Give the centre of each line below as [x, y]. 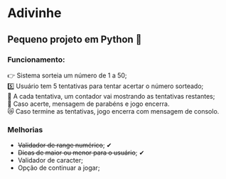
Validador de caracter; [50, 161]
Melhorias [25, 129]
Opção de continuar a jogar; [59, 168]
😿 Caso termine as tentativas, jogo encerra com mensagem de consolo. [113, 111]
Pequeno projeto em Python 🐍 [75, 39]
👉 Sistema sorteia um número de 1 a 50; [67, 75]
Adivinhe [34, 13]
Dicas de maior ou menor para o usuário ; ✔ [81, 153]
